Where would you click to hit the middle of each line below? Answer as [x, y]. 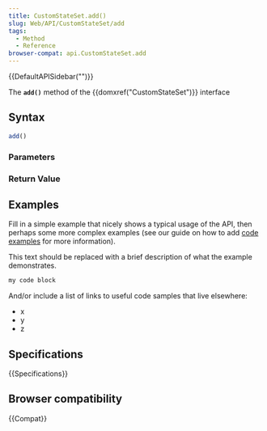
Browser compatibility [66, 399]
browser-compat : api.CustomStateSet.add [78, 53]
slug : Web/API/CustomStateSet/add [67, 23]
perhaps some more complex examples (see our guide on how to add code [133, 233]
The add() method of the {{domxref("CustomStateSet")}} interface [119, 92]
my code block [32, 281]
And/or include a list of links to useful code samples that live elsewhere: [128, 296]
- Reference [36, 46]
